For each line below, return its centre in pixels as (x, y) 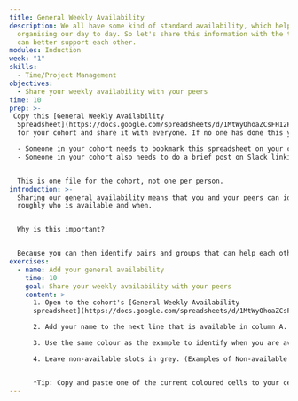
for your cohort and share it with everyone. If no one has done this (150, 133)
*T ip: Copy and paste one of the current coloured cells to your (156, 382)
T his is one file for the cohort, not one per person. (121, 181)
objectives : (31, 83)
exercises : (29, 262)
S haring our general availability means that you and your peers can (148, 197)
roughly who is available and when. (85, 206)
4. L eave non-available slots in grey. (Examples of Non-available (160, 359)
